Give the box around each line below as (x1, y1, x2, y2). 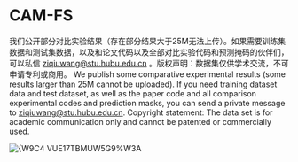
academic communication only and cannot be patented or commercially (9, 116, 272, 127)
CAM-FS (9, 5, 74, 26)
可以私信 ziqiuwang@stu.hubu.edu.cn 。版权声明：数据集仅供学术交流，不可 (9, 58, 289, 68)
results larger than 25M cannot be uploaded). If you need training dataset (9, 79, 278, 89)
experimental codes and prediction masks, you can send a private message (9, 97, 286, 108)
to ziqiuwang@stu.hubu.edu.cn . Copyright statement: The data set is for (9, 107, 273, 118)
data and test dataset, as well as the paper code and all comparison (9, 88, 257, 98)
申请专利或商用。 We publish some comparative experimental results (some (9, 68, 286, 80)
